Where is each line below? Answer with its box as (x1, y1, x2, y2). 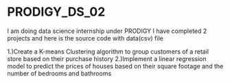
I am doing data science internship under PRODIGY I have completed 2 (7, 27, 207, 35)
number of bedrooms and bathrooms (7, 69, 112, 78)
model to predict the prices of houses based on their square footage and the (7, 62, 224, 70)
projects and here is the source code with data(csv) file (7, 34, 163, 42)
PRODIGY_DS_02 (7, 4, 106, 20)
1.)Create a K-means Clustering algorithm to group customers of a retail (7, 47, 209, 56)
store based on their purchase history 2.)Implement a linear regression (7, 54, 207, 62)
